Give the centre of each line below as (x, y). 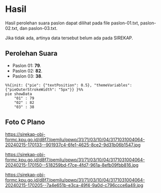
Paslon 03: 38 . (27, 76)
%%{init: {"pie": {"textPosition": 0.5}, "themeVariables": (69, 85)
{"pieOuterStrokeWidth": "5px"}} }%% (44, 90)
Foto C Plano (25, 122)
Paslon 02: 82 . (27, 71)
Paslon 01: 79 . (27, 65)
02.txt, (12, 28)
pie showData (19, 94)
